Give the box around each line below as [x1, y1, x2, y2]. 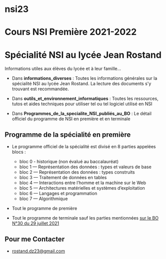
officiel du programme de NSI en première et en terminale [11, 116, 131, 122]
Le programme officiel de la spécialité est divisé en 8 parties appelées [11, 144, 156, 150]
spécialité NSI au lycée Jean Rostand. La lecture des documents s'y [11, 81, 152, 87]
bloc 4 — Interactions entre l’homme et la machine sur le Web [19, 180, 147, 186]
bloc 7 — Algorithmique [19, 196, 68, 202]
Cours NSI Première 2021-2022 [4, 26, 137, 38]
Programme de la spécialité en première [4, 130, 131, 139]
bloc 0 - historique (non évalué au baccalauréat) [19, 159, 119, 165]
